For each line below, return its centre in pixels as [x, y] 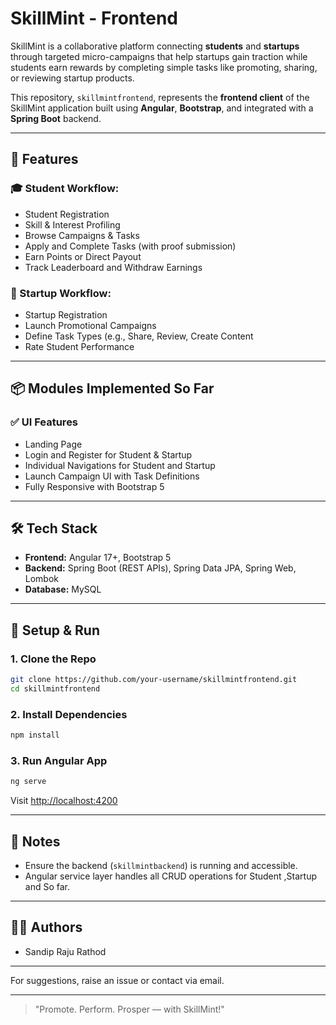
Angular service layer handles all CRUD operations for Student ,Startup [171, 876]
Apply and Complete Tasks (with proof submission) [130, 246]
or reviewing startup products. [72, 78]
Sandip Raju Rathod [65, 951]
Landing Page [53, 444]
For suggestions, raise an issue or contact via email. [117, 980]
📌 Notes [35, 841]
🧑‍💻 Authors [46, 927]
